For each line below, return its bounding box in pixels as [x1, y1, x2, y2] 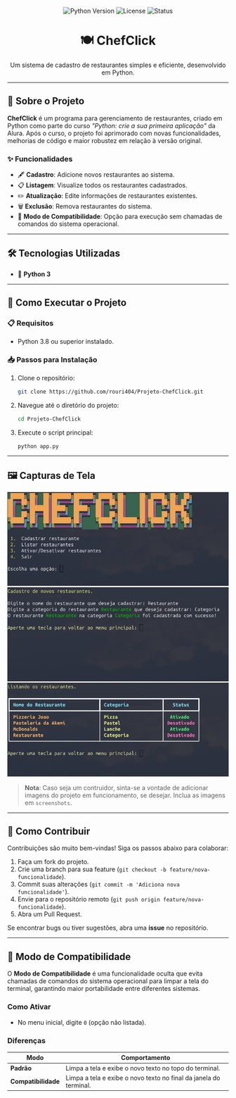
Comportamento [121, 1054, 171, 1062]
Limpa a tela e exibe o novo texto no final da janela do [65, 1073, 221, 1082]
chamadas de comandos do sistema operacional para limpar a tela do [7, 977, 209, 985]
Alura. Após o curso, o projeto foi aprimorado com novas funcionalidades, [7, 129, 221, 137]
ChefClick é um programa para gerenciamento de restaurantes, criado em [7, 113, 223, 123]
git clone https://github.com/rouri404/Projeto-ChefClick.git [17, 388, 204, 395]
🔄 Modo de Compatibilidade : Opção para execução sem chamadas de [17, 212, 223, 221]
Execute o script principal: [17, 428, 93, 437]
